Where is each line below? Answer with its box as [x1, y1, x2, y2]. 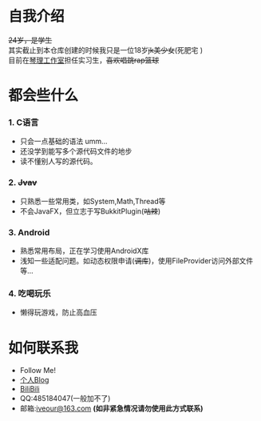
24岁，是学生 [8, 35, 53, 45]
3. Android [8, 227, 50, 238]
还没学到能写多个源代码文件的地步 [19, 146, 132, 156]
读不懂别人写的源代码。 [19, 157, 97, 166]
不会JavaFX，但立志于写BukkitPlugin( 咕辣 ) [19, 206, 161, 216]
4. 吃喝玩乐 [8, 287, 51, 299]
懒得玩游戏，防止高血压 [19, 307, 97, 317]
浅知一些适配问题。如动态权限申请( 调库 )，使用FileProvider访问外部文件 [19, 256, 254, 266]
